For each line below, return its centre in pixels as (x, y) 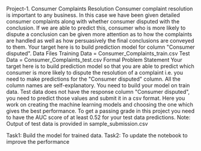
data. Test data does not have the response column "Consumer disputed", (98, 92)
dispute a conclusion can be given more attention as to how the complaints (99, 34)
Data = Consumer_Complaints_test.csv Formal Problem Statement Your (94, 60)
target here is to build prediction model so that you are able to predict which (100, 66)
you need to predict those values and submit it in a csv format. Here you (96, 98)
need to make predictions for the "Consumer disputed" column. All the (94, 79)
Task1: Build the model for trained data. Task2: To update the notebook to (97, 135)
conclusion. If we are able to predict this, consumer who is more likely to (96, 28)
